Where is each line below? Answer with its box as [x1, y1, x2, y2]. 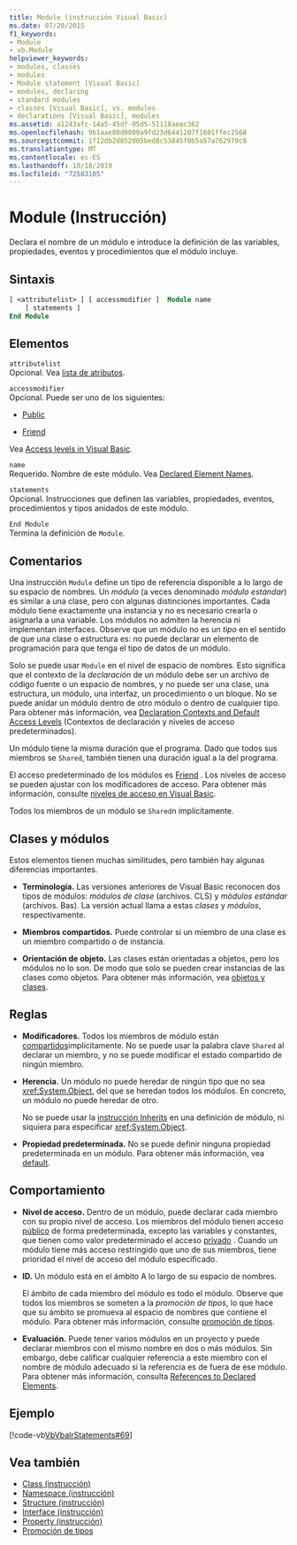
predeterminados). [9, 726, 77, 737]
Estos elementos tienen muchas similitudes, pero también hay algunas [9, 855, 265, 866]
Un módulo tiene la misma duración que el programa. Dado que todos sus [9, 743, 278, 753]
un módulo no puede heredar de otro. [21, 1094, 159, 1105]
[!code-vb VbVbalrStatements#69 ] [9, 1429, 133, 1440]
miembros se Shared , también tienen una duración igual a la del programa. [9, 753, 278, 763]
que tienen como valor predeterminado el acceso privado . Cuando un [21, 1234, 278, 1245]
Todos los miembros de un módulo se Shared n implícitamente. [9, 806, 234, 816]
